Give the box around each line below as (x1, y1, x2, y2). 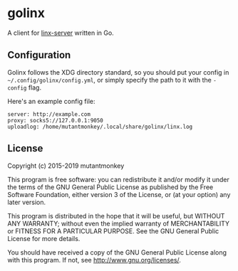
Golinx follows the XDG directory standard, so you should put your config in (7, 68, 229, 76)
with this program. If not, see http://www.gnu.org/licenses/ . (7, 255, 182, 264)
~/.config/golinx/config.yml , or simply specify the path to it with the (7, 75, 212, 84)
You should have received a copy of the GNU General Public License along (7, 248, 227, 257)
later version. (7, 198, 46, 206)
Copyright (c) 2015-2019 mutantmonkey (7, 161, 125, 170)
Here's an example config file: (7, 97, 95, 105)
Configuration (7, 49, 71, 61)
